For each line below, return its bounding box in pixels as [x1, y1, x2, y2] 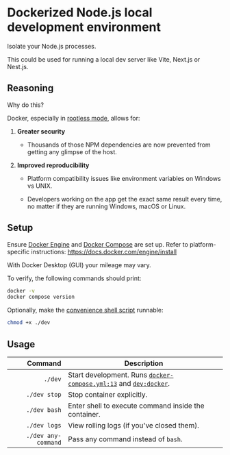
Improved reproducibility [16, 161, 90, 169]
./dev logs [26, 421, 62, 429]
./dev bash [26, 406, 62, 414]
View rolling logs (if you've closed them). [68, 421, 200, 430]
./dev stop [26, 391, 62, 398]
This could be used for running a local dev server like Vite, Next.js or [7, 55, 201, 63]
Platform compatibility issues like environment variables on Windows [27, 174, 221, 182]
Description [124, 358, 164, 368]
